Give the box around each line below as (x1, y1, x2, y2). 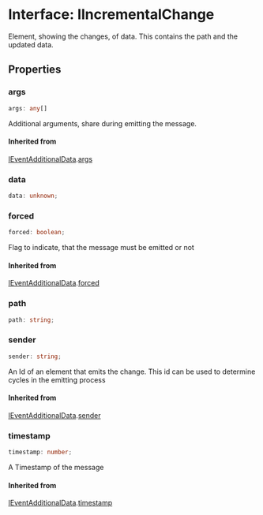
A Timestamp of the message (8, 462, 104, 472)
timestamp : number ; (8, 448, 73, 457)
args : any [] (8, 104, 47, 112)
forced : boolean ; (8, 229, 66, 237)
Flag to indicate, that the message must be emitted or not (8, 243, 195, 252)
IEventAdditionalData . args (8, 154, 93, 163)
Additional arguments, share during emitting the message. (8, 118, 197, 128)
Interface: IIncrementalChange (8, 6, 215, 24)
